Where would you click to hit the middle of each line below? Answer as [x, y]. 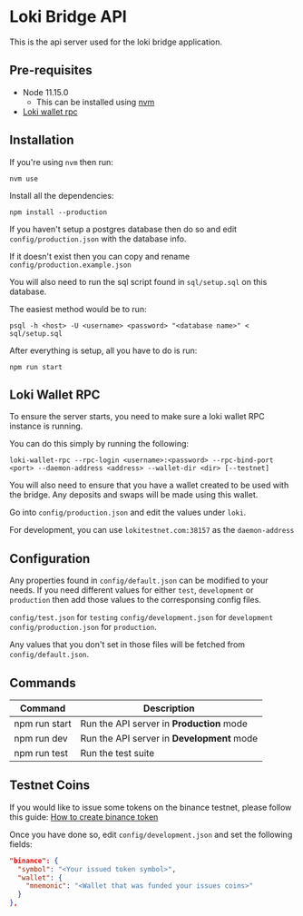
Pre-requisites [51, 70]
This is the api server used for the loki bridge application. [116, 42]
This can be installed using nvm [95, 102]
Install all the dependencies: [62, 195]
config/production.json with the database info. [98, 239]
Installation [42, 140]
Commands [43, 683]
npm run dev [41, 739]
